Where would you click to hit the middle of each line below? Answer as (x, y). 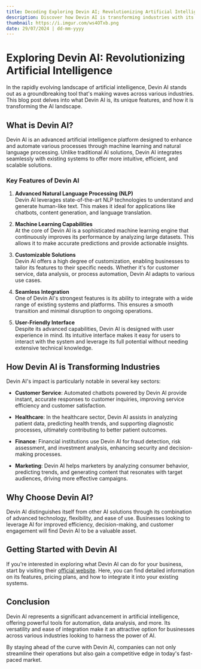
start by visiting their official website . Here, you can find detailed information (100, 570)
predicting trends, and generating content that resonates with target (98, 472)
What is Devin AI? (40, 125)
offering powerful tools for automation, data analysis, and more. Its (88, 622)
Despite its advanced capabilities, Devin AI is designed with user (95, 329)
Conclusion (28, 602)
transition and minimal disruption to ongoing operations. (84, 311)
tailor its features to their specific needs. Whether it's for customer (97, 267)
